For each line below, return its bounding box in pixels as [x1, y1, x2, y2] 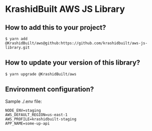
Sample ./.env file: [5, 98, 42, 104]
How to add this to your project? [5, 23, 106, 32]
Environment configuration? [5, 85, 94, 94]
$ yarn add [5, 36, 28, 41]
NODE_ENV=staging [5, 108, 41, 113]
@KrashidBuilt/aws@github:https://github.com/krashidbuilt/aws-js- [5, 41, 148, 46]
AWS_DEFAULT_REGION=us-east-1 [5, 112, 68, 117]
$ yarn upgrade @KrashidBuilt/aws [5, 71, 77, 76]
